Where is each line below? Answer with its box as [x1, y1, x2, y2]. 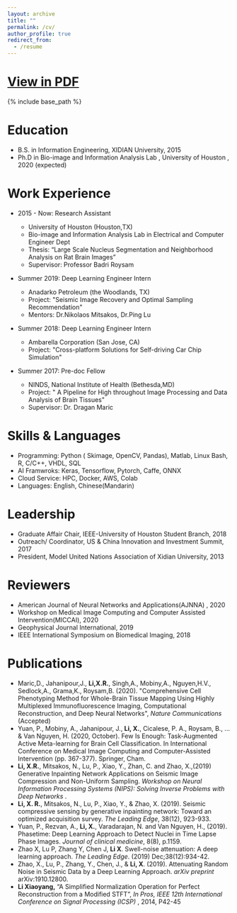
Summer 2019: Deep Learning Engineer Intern [17, 274, 151, 282]
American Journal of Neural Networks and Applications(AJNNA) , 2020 [17, 600, 226, 609]
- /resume [13, 43, 42, 50]
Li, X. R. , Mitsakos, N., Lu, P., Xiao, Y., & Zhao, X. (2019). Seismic [17, 799, 207, 808]
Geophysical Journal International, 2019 [17, 623, 134, 632]
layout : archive [7, 10, 55, 18]
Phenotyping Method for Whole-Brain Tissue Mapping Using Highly [17, 694, 215, 702]
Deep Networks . [17, 792, 67, 800]
